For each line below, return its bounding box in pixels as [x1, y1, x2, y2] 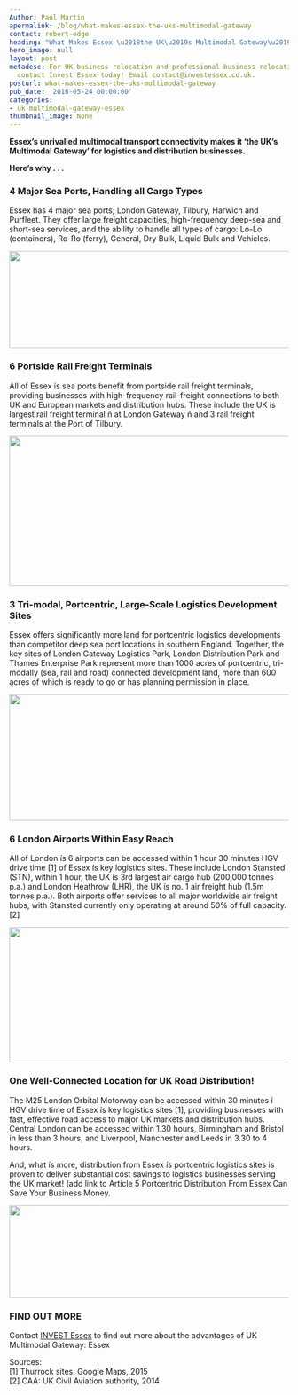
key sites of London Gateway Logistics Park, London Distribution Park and [9, 648, 280, 659]
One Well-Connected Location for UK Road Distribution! [9, 1075, 255, 1087]
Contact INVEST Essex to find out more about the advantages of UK [9, 1329, 257, 1340]
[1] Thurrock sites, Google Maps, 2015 [9, 1366, 148, 1376]
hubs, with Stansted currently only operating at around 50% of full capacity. [9, 900, 286, 911]
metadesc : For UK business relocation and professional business [9, 63, 255, 72]
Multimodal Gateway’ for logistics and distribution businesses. [9, 145, 246, 156]
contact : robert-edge [9, 29, 90, 38]
